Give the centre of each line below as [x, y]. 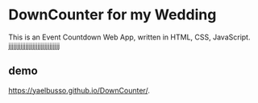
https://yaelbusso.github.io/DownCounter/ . [79, 90]
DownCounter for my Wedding [112, 15]
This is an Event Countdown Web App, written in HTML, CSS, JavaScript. [129, 37]
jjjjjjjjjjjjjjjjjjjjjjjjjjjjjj [34, 45]
